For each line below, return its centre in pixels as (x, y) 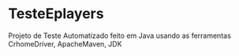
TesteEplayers (56, 14)
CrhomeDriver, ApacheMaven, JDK (65, 43)
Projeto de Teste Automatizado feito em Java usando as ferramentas (119, 35)
